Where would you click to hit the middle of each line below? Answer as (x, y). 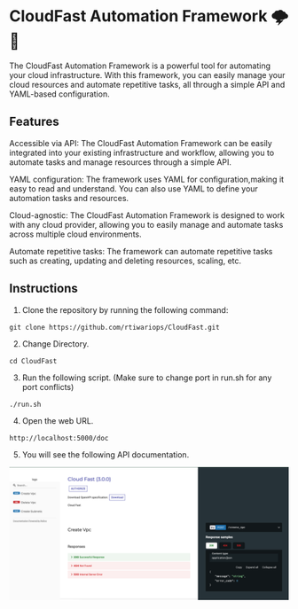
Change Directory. (55, 344)
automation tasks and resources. (69, 198)
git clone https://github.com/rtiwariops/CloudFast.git (114, 327)
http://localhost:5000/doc (59, 438)
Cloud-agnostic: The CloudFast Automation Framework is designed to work (147, 215)
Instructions (43, 289)
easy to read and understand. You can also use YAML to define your (134, 188)
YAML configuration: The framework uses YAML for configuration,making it (147, 179)
